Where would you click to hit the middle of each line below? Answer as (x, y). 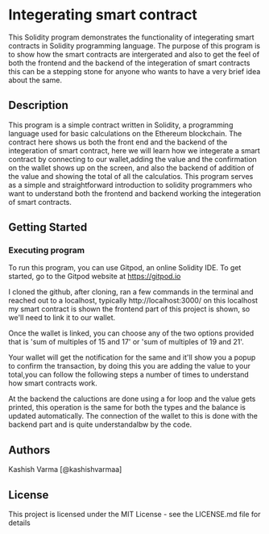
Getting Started (48, 227)
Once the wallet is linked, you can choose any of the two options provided (131, 333)
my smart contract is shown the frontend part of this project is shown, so (129, 309)
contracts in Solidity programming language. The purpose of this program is (134, 45)
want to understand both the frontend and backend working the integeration (135, 193)
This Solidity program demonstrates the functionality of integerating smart (132, 37)
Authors (29, 450)
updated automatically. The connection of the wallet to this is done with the (133, 416)
